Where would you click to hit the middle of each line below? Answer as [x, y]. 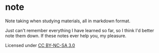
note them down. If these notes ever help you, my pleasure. [66, 36]
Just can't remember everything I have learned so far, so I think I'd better [80, 30]
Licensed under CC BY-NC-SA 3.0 [40, 45]
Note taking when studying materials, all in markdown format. [68, 21]
